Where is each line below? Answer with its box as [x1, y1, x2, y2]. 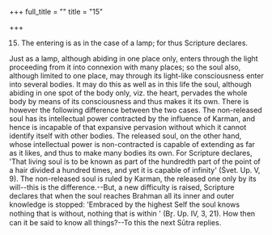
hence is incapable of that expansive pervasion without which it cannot [9, 123, 247, 132]
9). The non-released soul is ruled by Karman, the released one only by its [9, 174, 257, 183]
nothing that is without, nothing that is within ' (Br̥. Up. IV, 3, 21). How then [9, 209, 256, 218]
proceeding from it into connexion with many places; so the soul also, [9, 62, 241, 72]
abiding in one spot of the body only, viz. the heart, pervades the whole [9, 88, 248, 98]
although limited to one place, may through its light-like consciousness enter [9, 71, 264, 80]
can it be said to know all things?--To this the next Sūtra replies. [9, 218, 222, 227]
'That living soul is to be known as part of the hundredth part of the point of [9, 157, 261, 166]
